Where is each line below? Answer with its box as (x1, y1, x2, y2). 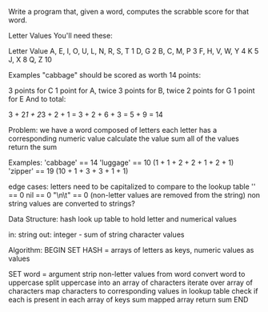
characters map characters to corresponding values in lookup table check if (8, 286, 258, 295)
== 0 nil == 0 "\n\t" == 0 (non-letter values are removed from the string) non (8, 190, 261, 199)
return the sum (8, 142, 58, 151)
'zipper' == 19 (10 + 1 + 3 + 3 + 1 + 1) (8, 166, 129, 175)
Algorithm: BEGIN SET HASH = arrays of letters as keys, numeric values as (8, 246, 254, 254)
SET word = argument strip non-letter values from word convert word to (8, 270, 246, 278)
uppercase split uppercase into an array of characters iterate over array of (8, 278, 254, 287)
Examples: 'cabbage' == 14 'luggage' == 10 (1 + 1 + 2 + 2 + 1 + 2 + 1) (8, 158, 234, 167)
